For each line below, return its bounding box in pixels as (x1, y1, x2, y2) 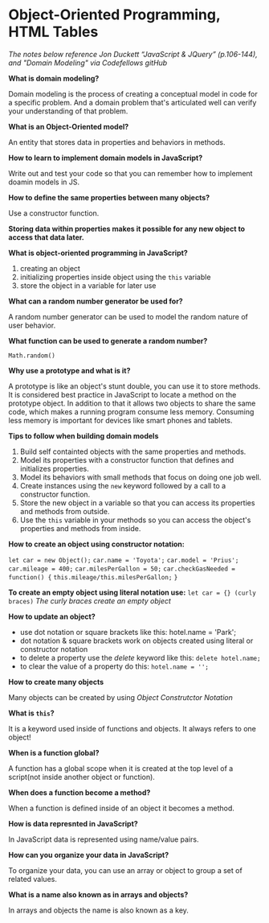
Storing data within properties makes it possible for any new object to (8, 224, 246, 233)
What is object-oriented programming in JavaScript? (8, 248, 189, 258)
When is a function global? (8, 748, 100, 757)
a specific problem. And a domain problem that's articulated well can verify (8, 97, 257, 107)
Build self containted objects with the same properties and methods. (19, 447, 247, 456)
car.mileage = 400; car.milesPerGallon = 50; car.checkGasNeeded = (8, 565, 235, 573)
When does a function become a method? (8, 787, 151, 797)
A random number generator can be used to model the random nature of (8, 311, 249, 321)
